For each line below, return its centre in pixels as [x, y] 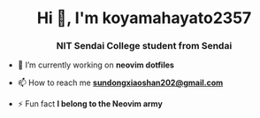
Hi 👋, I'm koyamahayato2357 [144, 18]
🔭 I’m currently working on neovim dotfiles [96, 65]
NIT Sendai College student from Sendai [144, 46]
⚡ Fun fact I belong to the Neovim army [90, 104]
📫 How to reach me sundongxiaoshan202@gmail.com [120, 83]
